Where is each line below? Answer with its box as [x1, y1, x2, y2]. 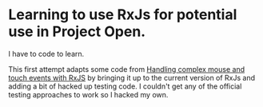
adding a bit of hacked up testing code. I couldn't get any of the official [8, 81, 242, 91]
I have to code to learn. [8, 49, 85, 58]
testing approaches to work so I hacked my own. [8, 89, 169, 99]
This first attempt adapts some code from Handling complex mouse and [8, 64, 245, 73]
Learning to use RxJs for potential [8, 6, 237, 24]
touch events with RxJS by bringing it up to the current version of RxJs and [8, 73, 256, 82]
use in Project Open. [8, 22, 146, 41]
